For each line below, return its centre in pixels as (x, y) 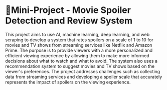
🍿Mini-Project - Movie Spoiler (68, 10)
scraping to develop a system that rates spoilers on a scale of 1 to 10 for (79, 40)
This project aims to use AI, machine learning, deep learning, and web (77, 34)
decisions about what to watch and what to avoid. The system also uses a (81, 61)
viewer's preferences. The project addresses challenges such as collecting (83, 71)
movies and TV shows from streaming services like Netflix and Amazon (79, 45)
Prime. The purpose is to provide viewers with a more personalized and (79, 50)
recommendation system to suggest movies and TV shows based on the (80, 66)
